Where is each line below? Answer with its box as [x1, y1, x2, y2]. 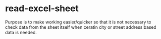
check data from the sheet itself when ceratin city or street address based [5, 24, 157, 30]
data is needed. [5, 29, 37, 35]
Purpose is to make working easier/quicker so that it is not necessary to [5, 19, 152, 25]
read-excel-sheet [5, 3, 79, 14]
